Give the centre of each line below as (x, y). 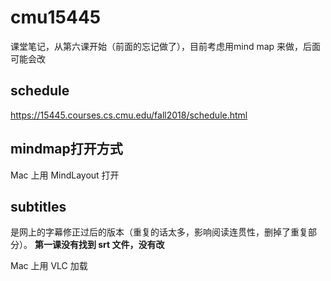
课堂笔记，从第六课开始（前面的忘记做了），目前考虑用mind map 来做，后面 (166, 46)
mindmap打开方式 (66, 149)
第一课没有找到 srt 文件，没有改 (99, 245)
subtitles (38, 206)
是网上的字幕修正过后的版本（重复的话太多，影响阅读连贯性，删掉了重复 (159, 232)
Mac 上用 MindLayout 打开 (65, 175)
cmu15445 (56, 17)
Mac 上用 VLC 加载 (49, 266)
